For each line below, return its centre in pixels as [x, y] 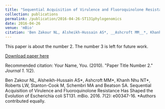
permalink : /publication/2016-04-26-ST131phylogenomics [63, 19]
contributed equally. [25, 101]
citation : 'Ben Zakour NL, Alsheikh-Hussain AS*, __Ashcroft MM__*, [77, 32]
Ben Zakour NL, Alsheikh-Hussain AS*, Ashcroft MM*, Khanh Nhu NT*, [78, 80]
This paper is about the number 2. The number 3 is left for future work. [77, 46]
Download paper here [27, 56]
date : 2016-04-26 [23, 23]
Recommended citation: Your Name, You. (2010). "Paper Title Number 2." [79, 65]
